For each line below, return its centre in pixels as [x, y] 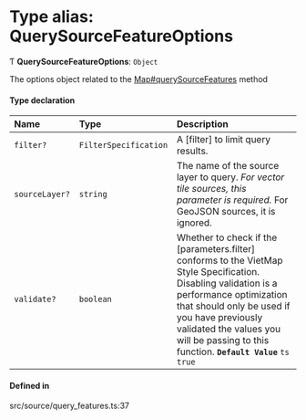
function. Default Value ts [233, 352]
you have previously [219, 318]
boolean [95, 299]
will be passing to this [223, 341]
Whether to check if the [227, 237]
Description [203, 124]
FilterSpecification [123, 145]
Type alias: [51, 17]
